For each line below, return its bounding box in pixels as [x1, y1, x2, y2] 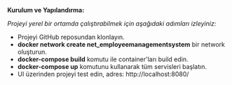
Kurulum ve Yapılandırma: [7, 6, 85, 14]
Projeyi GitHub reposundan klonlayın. [17, 33, 125, 41]
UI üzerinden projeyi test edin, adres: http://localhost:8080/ [17, 70, 189, 78]
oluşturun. [17, 48, 47, 56]
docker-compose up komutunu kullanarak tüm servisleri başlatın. [17, 63, 207, 70]
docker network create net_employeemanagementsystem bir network [17, 40, 226, 48]
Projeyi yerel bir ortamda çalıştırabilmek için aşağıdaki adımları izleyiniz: [7, 20, 217, 27]
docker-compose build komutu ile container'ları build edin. [17, 55, 189, 63]
